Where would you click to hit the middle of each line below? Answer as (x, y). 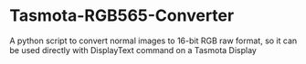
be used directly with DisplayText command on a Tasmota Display (133, 50)
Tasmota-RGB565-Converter (122, 16)
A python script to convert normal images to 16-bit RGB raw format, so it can (153, 41)
